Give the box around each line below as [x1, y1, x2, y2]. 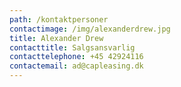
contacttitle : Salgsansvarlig [9, 42, 136, 53]
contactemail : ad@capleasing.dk [9, 61, 144, 71]
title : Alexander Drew [9, 33, 104, 43]
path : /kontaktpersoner [9, 14, 109, 25]
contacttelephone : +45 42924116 [9, 52, 144, 62]
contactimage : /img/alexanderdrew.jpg [9, 24, 171, 34]
